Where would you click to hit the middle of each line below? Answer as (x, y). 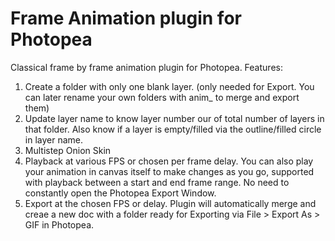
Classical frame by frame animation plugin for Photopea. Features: (146, 67)
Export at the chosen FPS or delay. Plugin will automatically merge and (170, 203)
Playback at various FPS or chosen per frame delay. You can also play (169, 161)
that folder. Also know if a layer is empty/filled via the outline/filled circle (173, 129)
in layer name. (53, 139)
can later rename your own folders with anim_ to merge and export (162, 97)
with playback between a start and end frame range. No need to (157, 182)
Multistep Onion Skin (68, 150)
